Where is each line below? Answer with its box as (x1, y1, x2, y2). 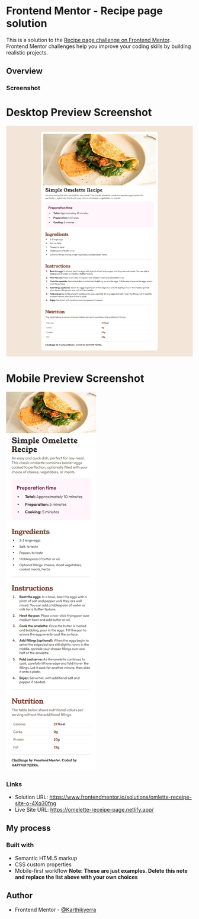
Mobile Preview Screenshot (6, 372, 145, 385)
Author (6, 891, 33, 901)
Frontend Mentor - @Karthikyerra (14, 906, 97, 914)
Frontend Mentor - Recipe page (6, 4, 163, 18)
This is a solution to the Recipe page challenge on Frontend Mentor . (6, 36, 171, 43)
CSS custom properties (14, 861, 72, 868)
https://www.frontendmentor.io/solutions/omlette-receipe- (49, 793, 192, 800)
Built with (6, 841, 34, 849)
